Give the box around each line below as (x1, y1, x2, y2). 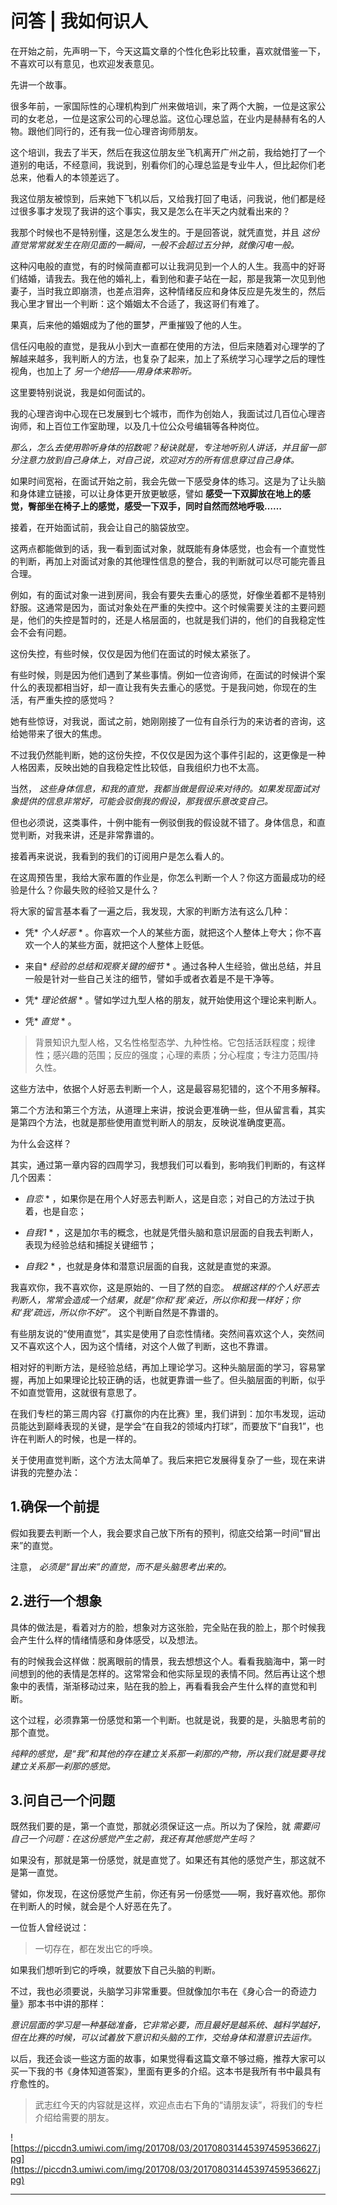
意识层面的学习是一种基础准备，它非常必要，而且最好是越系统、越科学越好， (10, 2019, 326, 2031)
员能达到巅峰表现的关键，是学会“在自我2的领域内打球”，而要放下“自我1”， (10, 1420, 315, 1432)
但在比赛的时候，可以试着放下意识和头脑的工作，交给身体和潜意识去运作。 (10, 2032, 317, 2044)
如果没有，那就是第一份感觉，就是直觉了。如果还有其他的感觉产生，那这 (10, 1854, 308, 1866)
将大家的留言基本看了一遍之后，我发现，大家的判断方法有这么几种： (10, 905, 291, 917)
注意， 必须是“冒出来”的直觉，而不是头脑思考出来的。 (10, 1560, 232, 1572)
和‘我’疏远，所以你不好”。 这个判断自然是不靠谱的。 (10, 1306, 225, 1318)
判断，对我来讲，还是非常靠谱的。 (18, 828, 160, 841)
